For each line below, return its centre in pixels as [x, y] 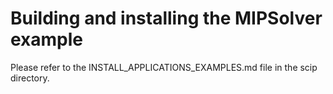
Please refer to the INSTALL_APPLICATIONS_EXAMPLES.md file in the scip [164, 67]
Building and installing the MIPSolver [166, 18]
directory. [30, 78]
